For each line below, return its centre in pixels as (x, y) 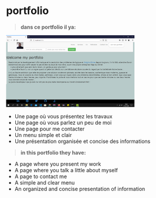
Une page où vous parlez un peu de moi (63, 123)
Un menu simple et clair (43, 135)
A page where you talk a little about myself (66, 170)
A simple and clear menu (45, 183)
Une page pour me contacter (50, 129)
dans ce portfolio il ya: (48, 27)
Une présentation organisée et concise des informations (82, 141)
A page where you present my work (58, 164)
